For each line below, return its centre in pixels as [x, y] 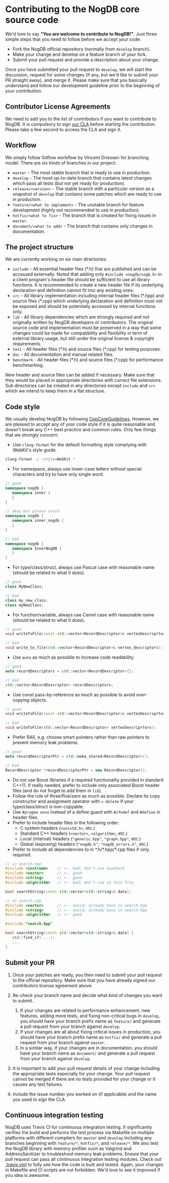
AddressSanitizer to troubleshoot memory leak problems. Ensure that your [82, 1154]
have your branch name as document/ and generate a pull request [88, 1053]
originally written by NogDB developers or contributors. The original [83, 323]
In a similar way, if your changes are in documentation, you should [89, 1048]
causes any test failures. [38, 1084]
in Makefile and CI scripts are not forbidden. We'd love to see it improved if [83, 1170]
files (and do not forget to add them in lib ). [57, 791]
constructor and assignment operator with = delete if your [73, 801]
